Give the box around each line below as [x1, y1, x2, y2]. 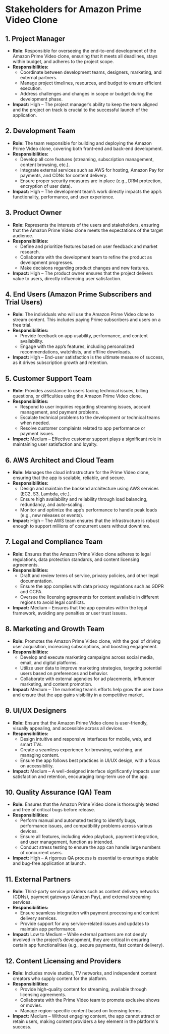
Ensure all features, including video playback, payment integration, [20, 834, 159, 840]
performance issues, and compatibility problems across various [20, 823, 153, 829]
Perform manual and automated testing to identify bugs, [20, 817, 137, 823]
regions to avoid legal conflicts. [20, 599, 85, 605]
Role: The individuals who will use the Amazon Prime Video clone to [12, 312, 154, 318]
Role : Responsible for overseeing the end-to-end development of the [12, 48, 156, 54]
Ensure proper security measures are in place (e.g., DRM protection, [20, 178, 162, 184]
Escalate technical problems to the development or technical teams [20, 415, 160, 421]
